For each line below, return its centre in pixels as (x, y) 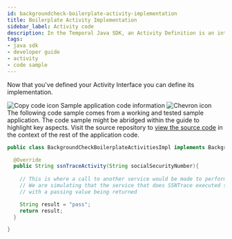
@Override (27, 160)
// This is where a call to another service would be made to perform (123, 179)
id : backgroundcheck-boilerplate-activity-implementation (92, 13)
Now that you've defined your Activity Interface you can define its (101, 84)
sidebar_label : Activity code (51, 26)
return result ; (41, 211)
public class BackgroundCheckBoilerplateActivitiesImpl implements (106, 147)
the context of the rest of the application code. (73, 135)
